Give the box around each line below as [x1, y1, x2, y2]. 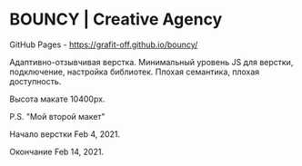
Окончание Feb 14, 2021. [9, 146, 105, 157]
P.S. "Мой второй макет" [9, 111, 106, 122]
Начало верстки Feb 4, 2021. [9, 128, 121, 140]
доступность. [9, 75, 62, 86]
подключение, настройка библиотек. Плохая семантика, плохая [9, 66, 260, 77]
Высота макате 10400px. [9, 93, 106, 104]
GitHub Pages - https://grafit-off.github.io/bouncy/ [9, 39, 198, 50]
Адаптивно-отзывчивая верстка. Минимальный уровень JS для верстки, [9, 56, 294, 67]
